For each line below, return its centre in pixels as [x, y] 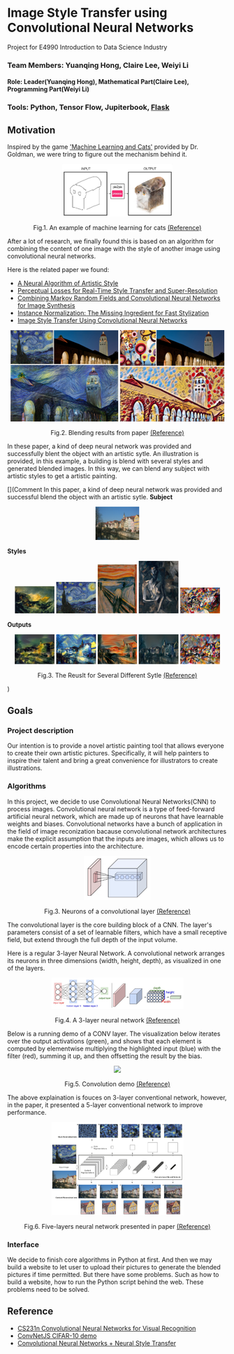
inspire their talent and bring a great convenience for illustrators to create [112, 761]
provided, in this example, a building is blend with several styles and [105, 461]
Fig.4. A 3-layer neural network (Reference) [117, 1020]
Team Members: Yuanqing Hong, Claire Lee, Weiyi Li [98, 65]
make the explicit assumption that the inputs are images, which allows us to [116, 839]
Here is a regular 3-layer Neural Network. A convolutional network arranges [116, 953]
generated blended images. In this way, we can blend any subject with [108, 469]
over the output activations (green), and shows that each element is [104, 1041]
